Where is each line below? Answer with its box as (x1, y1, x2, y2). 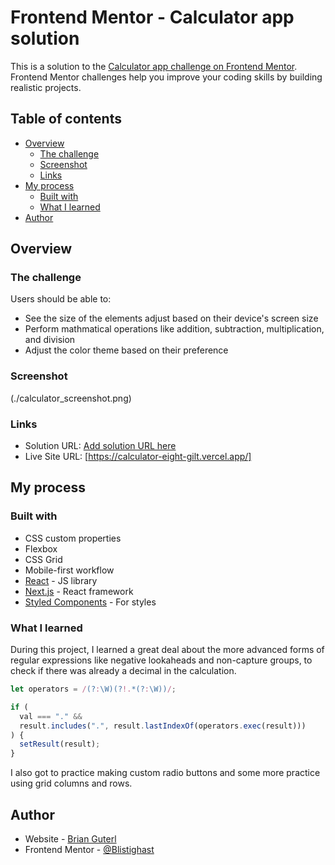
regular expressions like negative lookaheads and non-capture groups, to (10, 654, 313, 666)
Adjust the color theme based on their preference (24, 344, 229, 356)
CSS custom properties (24, 532, 122, 544)
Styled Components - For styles (24, 596, 157, 608)
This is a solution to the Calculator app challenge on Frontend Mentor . (10, 60, 298, 72)
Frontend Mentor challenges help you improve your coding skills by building (10, 71, 323, 83)
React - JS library (24, 574, 98, 586)
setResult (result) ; (19, 739, 101, 750)
